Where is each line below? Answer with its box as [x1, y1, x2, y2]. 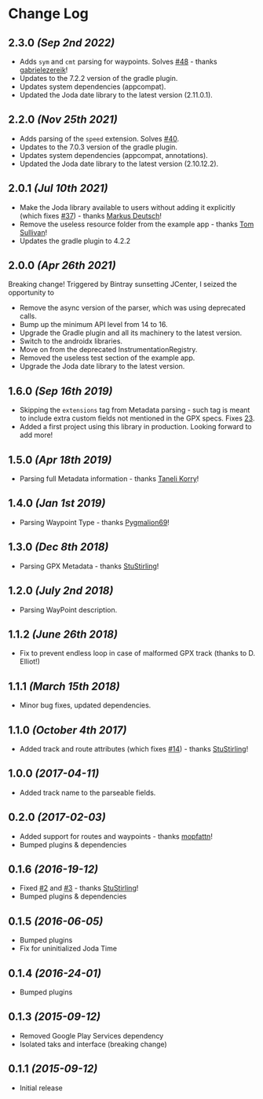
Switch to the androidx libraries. [19, 336, 123, 346]
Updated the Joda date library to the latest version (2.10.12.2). [19, 159, 219, 168]
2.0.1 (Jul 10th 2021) [8, 182, 108, 195]
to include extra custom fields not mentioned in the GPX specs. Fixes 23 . [19, 414, 255, 423]
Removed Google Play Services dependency [19, 1031, 164, 1040]
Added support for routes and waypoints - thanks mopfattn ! [19, 831, 214, 841]
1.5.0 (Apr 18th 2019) [8, 453, 112, 466]
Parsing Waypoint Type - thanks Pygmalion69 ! [19, 517, 170, 527]
